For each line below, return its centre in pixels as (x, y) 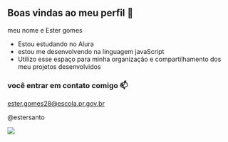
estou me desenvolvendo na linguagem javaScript (91, 51)
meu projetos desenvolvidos (59, 66)
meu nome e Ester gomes (45, 30)
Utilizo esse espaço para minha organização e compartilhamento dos (119, 59)
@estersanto (26, 117)
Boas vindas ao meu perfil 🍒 (71, 13)
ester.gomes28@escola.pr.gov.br (56, 104)
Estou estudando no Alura (56, 44)
